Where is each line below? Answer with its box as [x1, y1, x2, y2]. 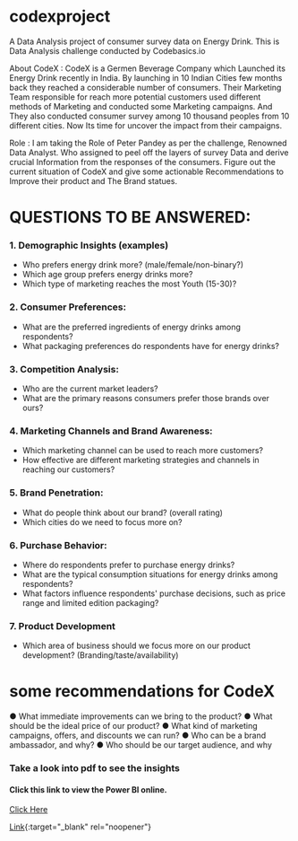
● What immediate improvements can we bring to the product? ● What [9, 711, 273, 722]
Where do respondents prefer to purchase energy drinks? [21, 559, 235, 570]
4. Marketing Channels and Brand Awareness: [9, 425, 213, 437]
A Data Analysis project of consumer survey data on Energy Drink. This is [9, 36, 280, 47]
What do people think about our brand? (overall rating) [21, 507, 224, 518]
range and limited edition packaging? [21, 597, 159, 608]
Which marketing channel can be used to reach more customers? [21, 445, 264, 456]
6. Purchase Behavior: [9, 539, 107, 551]
